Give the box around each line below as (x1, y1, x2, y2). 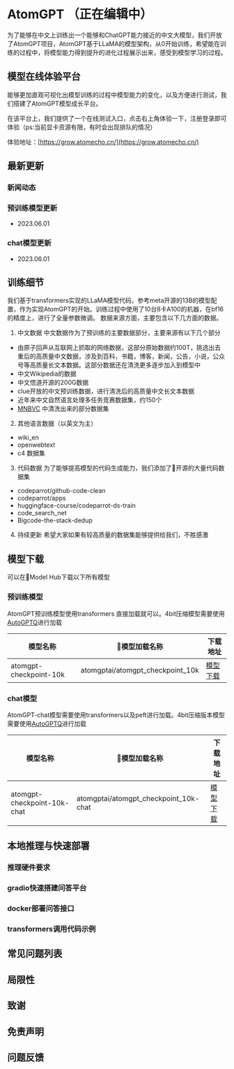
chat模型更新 (7, 238, 52, 248)
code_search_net (17, 509, 68, 517)
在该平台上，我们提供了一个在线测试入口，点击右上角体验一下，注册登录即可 (7, 114, 227, 122)
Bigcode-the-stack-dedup (17, 516, 93, 524)
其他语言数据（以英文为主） (17, 420, 97, 428)
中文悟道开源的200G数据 (17, 378, 89, 387)
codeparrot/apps (17, 494, 66, 503)
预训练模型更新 (7, 203, 58, 213)
